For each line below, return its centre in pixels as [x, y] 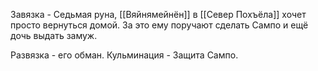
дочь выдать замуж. [54, 35]
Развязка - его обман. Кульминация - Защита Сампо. [124, 55]
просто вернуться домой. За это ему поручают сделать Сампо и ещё [159, 25]
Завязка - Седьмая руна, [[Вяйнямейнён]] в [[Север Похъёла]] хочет [158, 14]
